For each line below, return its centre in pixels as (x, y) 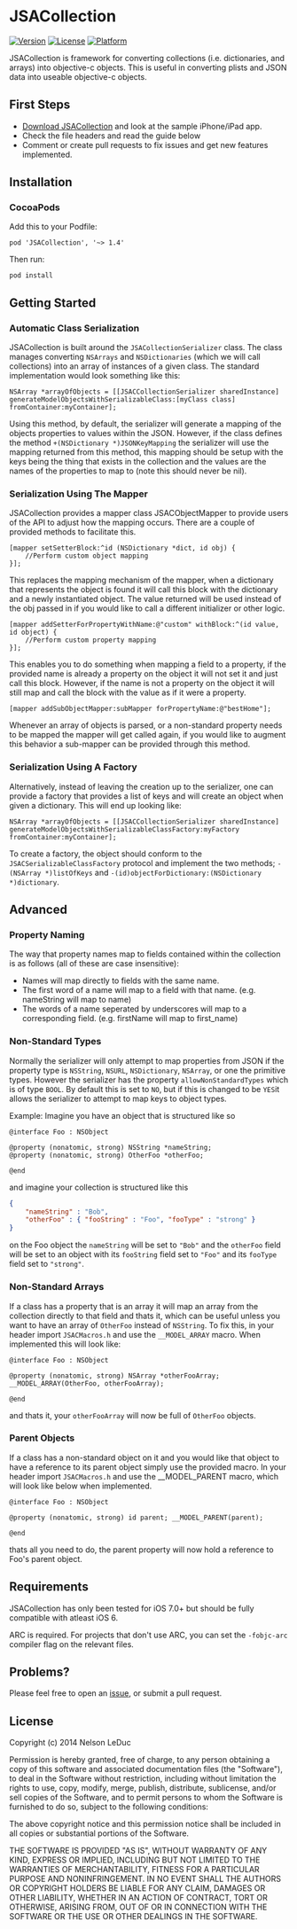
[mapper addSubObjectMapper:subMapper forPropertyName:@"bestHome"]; (141, 709)
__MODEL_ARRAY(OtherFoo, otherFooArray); (87, 1383)
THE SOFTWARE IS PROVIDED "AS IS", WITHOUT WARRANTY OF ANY (138, 1851)
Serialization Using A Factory (73, 767)
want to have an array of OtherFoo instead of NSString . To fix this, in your (142, 1325)
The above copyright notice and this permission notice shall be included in (145, 1824)
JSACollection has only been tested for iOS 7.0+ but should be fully (132, 1608)
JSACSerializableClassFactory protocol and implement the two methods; (142, 863)
